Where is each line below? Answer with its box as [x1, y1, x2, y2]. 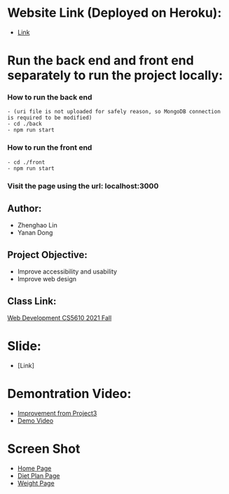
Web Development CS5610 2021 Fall [7, 313, 112, 323]
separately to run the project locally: [7, 68, 223, 83]
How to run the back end [7, 92, 92, 102]
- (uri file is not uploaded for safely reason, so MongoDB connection [7, 108, 221, 115]
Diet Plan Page [17, 471, 60, 480]
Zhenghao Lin [17, 221, 57, 230]
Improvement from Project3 [17, 409, 97, 417]
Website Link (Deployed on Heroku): [7, 5, 222, 21]
